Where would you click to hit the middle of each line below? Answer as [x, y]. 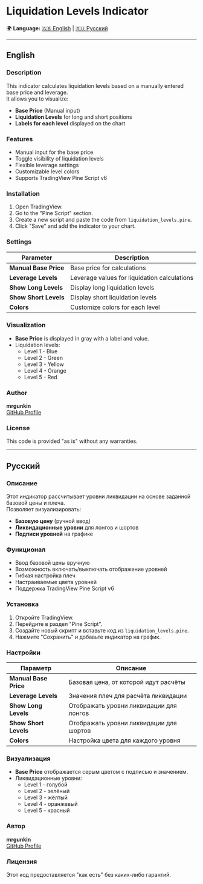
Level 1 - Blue [41, 351]
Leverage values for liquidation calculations [132, 277]
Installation [23, 193]
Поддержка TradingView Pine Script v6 [65, 588]
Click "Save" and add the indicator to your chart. [75, 226]
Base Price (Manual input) [47, 110]
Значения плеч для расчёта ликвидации [128, 696]
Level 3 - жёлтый [46, 797]
